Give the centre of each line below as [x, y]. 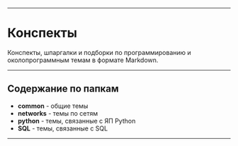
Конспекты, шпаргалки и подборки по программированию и [99, 52]
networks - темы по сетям [58, 113]
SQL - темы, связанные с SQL [63, 128]
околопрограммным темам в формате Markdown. [83, 60]
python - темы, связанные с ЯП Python [76, 121]
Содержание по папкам [63, 89]
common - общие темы [53, 106]
